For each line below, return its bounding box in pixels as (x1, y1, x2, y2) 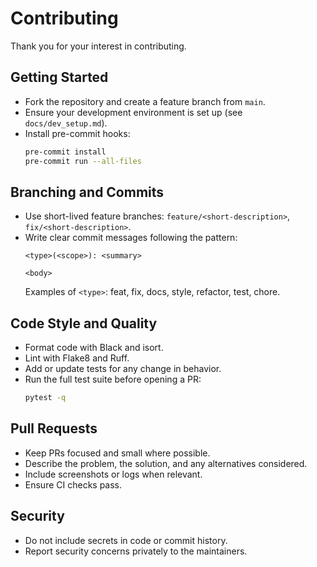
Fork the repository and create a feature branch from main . (24, 95, 266, 107)
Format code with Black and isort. (24, 342, 164, 354)
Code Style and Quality (10, 315, 158, 332)
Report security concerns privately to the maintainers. (24, 545, 248, 557)
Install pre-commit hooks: (24, 127, 131, 139)
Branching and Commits (10, 183, 165, 201)
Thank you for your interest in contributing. (10, 40, 187, 52)
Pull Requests (10, 420, 98, 437)
